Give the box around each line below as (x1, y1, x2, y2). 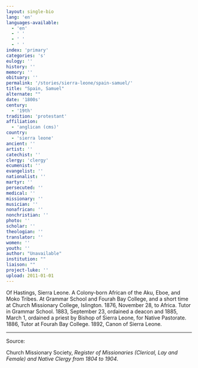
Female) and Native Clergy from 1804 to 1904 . (6, 355, 119, 362)
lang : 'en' (6, 14, 33, 20)
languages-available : (6, 20, 60, 25)
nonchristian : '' (6, 212, 49, 218)
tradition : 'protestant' (6, 113, 67, 119)
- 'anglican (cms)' (11, 124, 60, 130)
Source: (6, 337, 25, 344)
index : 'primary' (6, 47, 49, 53)
